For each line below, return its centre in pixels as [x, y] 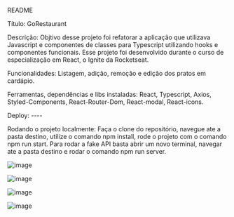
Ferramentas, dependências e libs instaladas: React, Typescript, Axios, [109, 94]
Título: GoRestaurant [37, 24]
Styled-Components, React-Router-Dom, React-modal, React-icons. [105, 102]
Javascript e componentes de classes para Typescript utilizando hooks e [113, 45]
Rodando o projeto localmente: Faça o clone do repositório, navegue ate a [114, 129]
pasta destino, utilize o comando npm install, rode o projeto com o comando [117, 137]
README [20, 10]
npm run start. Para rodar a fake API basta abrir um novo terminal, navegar [115, 144]
